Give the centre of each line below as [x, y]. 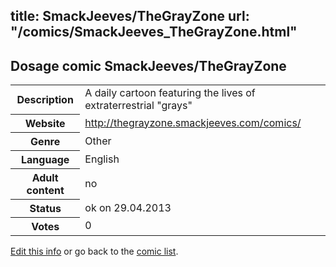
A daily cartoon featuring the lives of [170, 93]
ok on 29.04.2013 [128, 207]
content [45, 190]
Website [45, 123]
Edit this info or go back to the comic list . [94, 251]
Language [45, 159]
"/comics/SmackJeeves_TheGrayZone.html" [154, 32]
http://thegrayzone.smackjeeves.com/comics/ [193, 122]
